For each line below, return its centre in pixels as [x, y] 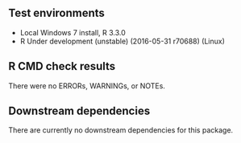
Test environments [56, 13]
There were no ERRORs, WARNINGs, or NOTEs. [87, 86]
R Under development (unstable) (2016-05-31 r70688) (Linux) [123, 41]
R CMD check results [62, 66]
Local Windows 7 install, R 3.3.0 [73, 32]
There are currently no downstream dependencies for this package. [121, 130]
